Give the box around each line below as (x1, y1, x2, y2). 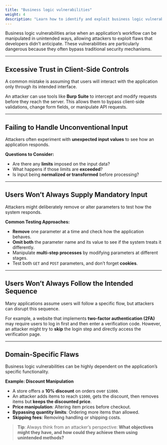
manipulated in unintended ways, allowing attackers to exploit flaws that (5, 35, 153, 41)
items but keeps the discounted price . (12, 399, 92, 405)
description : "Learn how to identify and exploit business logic (5, 16, 143, 21)
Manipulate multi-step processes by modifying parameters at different (12, 250, 158, 256)
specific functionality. (5, 369, 50, 375)
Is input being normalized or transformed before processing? (12, 171, 139, 177)
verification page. (5, 331, 41, 337)
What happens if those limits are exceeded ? (12, 166, 103, 172)
